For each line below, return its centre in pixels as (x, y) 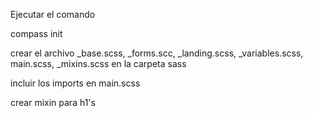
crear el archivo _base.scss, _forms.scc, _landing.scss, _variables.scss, (157, 53)
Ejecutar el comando (53, 14)
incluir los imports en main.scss (75, 83)
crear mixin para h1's (53, 102)
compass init (36, 33)
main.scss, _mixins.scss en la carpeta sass (98, 63)
